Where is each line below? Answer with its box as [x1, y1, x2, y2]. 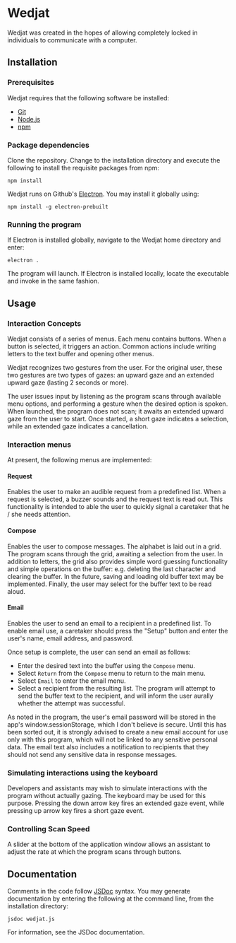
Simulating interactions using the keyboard [7, 768, 159, 778]
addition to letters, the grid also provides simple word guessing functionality [7, 557, 228, 566]
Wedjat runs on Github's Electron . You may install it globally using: [7, 189, 199, 198]
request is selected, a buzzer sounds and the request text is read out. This [7, 495, 223, 503]
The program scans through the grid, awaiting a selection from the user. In [7, 549, 223, 558]
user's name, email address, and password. [7, 634, 134, 643]
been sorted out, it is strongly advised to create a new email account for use [7, 727, 229, 736]
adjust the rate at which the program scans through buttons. [7, 848, 182, 856]
